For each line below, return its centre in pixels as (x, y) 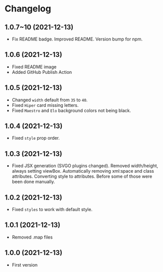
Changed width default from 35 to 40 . (50, 100)
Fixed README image (34, 67)
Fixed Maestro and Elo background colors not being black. (72, 110)
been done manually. (33, 182)
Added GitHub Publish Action (42, 72)
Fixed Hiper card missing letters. (45, 105)
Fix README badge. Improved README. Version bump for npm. (77, 39)
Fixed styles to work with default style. (52, 210)
